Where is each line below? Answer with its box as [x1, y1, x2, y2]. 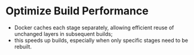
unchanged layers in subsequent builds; [14, 30, 113, 37]
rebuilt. [14, 43, 32, 50]
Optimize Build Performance [5, 4, 149, 18]
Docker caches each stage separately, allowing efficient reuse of [14, 24, 174, 31]
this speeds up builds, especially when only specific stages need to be [14, 36, 189, 44]
